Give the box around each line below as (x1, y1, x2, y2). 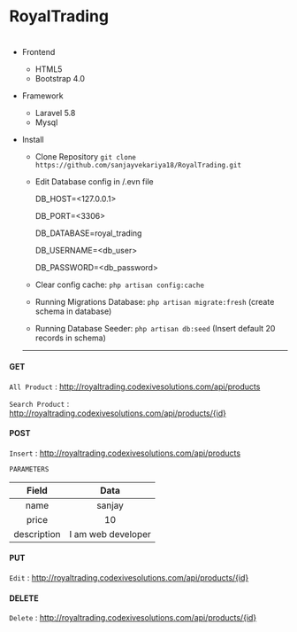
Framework (21, 90, 64, 101)
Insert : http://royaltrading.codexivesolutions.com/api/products (9, 448, 241, 458)
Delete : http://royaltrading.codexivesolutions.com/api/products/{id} (9, 612, 257, 623)
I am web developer (69, 527, 152, 540)
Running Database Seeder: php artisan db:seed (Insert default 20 (34, 324, 276, 334)
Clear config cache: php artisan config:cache (34, 279, 205, 290)
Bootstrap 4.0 (34, 74, 86, 84)
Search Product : (9, 398, 70, 409)
